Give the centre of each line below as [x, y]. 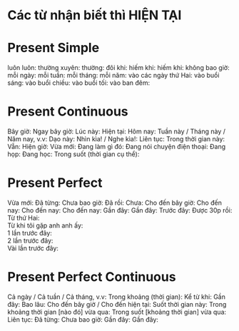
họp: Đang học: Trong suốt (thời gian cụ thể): [73, 154]
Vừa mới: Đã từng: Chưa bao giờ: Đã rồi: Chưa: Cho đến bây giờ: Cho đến [115, 203]
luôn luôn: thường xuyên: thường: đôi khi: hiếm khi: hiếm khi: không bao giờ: [118, 68]
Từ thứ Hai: [24, 218]
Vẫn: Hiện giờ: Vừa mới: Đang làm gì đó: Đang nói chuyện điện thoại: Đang [117, 147]
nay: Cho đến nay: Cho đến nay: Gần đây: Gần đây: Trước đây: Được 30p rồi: [120, 210]
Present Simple [54, 48]
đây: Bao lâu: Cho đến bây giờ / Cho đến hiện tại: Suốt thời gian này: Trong [117, 304]
